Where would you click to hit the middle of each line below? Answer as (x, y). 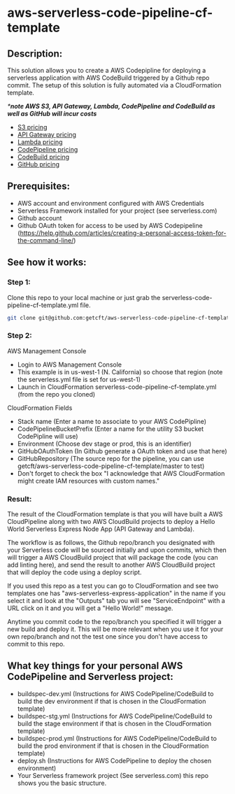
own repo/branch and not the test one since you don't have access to (107, 636)
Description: (35, 54)
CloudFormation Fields (40, 408)
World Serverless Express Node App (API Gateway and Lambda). (101, 529)
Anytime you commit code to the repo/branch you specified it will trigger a (114, 621)
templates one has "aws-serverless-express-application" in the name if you (116, 593)
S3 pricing (32, 127)
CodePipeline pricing (48, 149)
